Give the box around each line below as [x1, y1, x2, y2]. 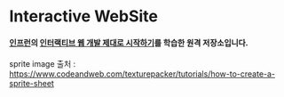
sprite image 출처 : [9, 59, 76, 69]
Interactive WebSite [9, 6, 158, 27]
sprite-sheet [9, 78, 55, 89]
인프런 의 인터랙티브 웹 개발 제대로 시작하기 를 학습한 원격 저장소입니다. [9, 37, 248, 48]
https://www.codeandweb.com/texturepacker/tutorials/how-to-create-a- [9, 69, 276, 79]
